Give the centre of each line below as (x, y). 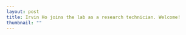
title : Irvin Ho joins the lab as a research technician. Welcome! (94, 17)
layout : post (23, 12)
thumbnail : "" (24, 23)
